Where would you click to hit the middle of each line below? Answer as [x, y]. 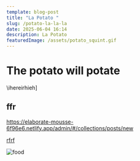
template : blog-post [33, 12]
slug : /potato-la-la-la [37, 23]
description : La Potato [37, 35]
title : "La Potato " [33, 18]
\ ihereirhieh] [22, 88]
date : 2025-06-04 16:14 [37, 29]
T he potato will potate [64, 71]
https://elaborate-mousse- [40, 122]
